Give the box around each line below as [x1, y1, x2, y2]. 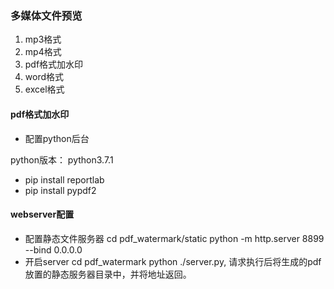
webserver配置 [10, 208, 75, 221]
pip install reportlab [24, 173, 105, 186]
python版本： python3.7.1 [10, 153, 114, 166]
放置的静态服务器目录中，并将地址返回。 [24, 268, 192, 280]
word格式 [24, 71, 65, 83]
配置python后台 [24, 132, 90, 144]
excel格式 [24, 83, 65, 96]
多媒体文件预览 [10, 8, 83, 22]
